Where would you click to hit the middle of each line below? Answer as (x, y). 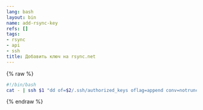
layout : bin (21, 17)
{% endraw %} (25, 102)
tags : (13, 34)
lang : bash (20, 12)
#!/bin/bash (21, 85)
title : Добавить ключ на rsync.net (51, 57)
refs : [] (17, 29)
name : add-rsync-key (32, 23)
